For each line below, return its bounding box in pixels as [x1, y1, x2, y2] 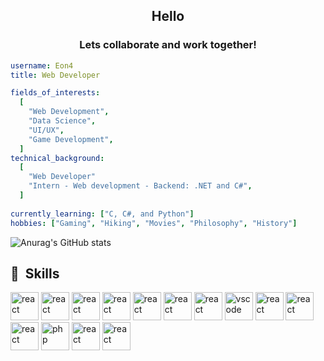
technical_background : [10, 153, 105, 163]
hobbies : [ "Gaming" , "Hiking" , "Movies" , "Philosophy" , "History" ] [10, 218, 298, 228]
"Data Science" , [28, 116, 97, 126]
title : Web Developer [10, 70, 101, 80]
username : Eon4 [10, 60, 74, 71]
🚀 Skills [10, 265, 60, 282]
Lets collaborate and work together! [79, 38, 257, 52]
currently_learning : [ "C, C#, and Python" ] [10, 209, 195, 219]
